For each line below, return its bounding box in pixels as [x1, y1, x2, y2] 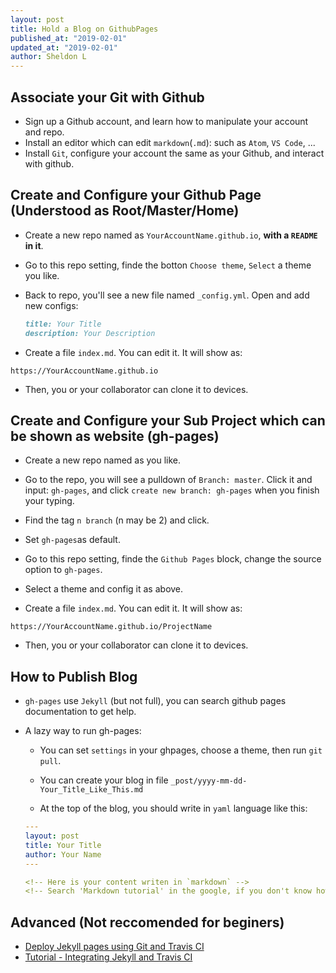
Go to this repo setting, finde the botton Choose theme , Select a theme [24, 259, 312, 271]
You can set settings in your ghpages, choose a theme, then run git [39, 744, 323, 756]
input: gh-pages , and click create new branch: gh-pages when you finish [24, 484, 320, 496]
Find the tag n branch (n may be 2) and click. [24, 514, 210, 526]
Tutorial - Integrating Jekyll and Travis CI [24, 951, 193, 963]
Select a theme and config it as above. [24, 583, 184, 595]
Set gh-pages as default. [24, 534, 121, 546]
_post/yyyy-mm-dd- [170, 776, 248, 786]
